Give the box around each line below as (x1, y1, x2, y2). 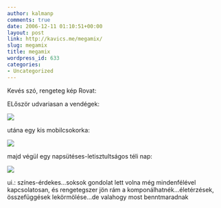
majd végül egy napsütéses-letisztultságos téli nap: (7, 152, 153, 160)
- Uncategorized (7, 67, 54, 74)
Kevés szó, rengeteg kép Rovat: (7, 86, 97, 95)
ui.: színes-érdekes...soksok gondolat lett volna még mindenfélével (7, 178, 196, 186)
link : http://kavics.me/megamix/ (7, 36, 103, 43)
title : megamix (7, 49, 51, 56)
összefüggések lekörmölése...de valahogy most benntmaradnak (7, 193, 189, 201)
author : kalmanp (7, 10, 54, 17)
